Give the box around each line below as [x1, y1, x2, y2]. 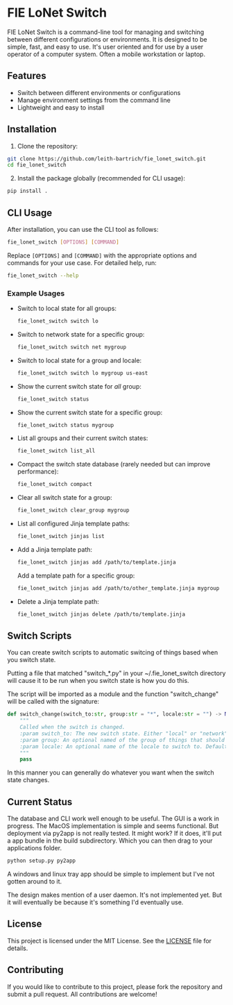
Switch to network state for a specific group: [17, 330, 145, 338]
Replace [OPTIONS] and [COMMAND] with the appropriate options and [7, 251, 197, 260]
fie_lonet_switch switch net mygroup [17, 344, 127, 351]
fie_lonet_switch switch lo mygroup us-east [17, 369, 148, 376]
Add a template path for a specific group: [17, 571, 135, 580]
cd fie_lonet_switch [7, 162, 67, 169]
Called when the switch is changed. [19, 724, 126, 731]
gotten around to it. [7, 877, 62, 886]
